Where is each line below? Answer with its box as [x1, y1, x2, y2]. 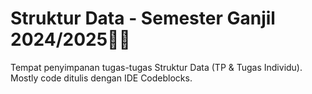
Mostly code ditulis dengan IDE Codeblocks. [10, 72, 193, 84]
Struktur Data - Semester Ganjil [10, 7, 276, 30]
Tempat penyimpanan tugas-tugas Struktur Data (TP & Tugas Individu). [10, 61, 303, 73]
